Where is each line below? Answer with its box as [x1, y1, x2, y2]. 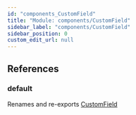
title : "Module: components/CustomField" [7, 17, 131, 24]
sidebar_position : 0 [7, 30, 68, 37]
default [7, 84, 33, 94]
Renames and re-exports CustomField [7, 99, 118, 108]
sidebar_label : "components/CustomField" [7, 23, 131, 30]
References [7, 63, 59, 75]
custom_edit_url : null [7, 37, 74, 44]
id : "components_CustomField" [7, 10, 97, 18]
